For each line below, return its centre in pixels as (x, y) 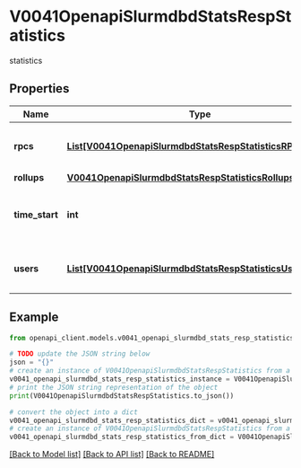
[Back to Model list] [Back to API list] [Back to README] (112, 455)
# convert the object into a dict (74, 412)
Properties (39, 88)
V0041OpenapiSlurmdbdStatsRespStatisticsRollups (181, 177)
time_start (36, 215)
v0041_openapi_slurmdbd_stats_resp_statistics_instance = (120, 379)
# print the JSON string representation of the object (114, 387)
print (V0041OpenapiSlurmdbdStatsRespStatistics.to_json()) (122, 396)
